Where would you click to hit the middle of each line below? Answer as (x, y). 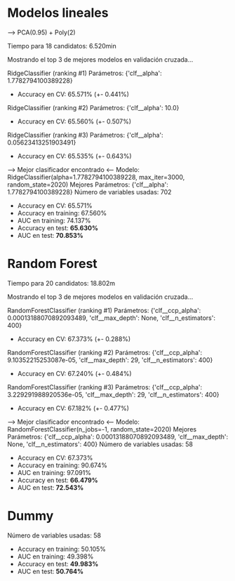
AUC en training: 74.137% (54, 220)
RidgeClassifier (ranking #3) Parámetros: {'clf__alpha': (85, 135)
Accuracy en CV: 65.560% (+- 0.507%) (74, 121)
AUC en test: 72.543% (51, 487)
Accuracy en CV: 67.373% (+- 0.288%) (74, 339)
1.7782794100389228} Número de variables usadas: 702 (89, 192)
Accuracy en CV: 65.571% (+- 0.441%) (73, 94)
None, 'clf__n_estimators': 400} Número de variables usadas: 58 (100, 444)
